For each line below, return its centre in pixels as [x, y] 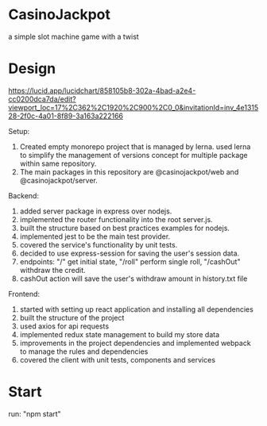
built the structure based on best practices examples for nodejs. [125, 228]
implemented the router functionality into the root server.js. [116, 219]
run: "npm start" [35, 413]
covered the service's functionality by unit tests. [99, 244]
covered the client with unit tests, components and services [118, 359]
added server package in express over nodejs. [96, 211]
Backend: [24, 195]
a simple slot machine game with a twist [74, 36]
